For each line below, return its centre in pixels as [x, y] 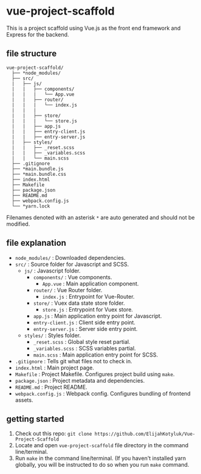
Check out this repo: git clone [53, 434]
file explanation [36, 243]
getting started [35, 419]
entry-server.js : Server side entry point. [85, 329]
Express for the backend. [38, 34]
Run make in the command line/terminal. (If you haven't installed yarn [101, 458]
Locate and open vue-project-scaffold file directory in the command [102, 445]
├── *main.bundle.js [38, 169]
